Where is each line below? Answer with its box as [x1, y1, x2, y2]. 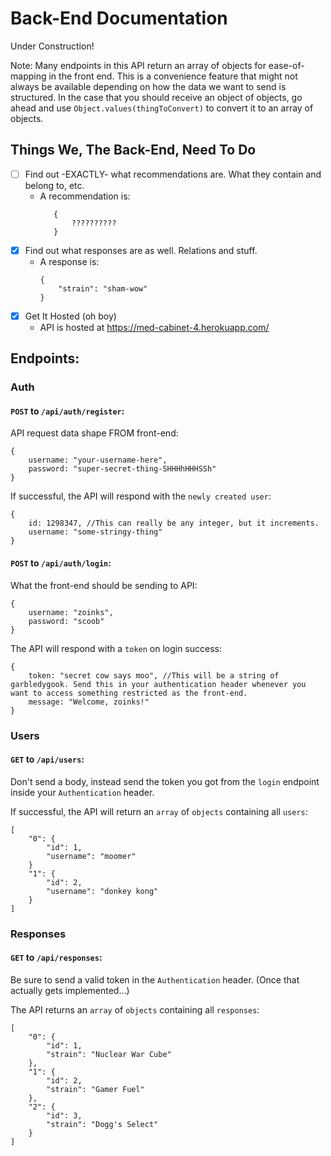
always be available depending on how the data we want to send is [10, 80, 287, 92]
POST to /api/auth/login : [10, 557, 112, 569]
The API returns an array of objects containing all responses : [10, 1003, 260, 1016]
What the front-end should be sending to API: [10, 579, 198, 591]
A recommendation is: [39, 190, 131, 202]
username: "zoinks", [28, 607, 114, 617]
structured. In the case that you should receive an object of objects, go [10, 91, 303, 103]
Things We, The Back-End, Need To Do [10, 142, 257, 159]
